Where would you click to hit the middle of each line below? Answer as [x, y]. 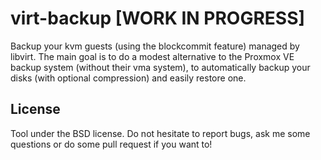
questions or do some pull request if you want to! [111, 144]
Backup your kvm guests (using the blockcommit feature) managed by [155, 46]
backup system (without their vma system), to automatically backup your [160, 67]
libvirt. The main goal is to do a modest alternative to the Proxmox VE [152, 56]
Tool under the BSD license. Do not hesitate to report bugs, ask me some [160, 133]
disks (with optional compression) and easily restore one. [128, 78]
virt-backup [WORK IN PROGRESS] [158, 18]
